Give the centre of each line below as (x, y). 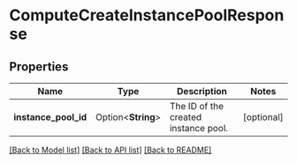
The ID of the (196, 106)
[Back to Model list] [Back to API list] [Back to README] (110, 150)
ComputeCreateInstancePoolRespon (147, 15)
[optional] (263, 117)
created (186, 117)
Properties (39, 67)
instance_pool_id (50, 117)
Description (202, 91)
